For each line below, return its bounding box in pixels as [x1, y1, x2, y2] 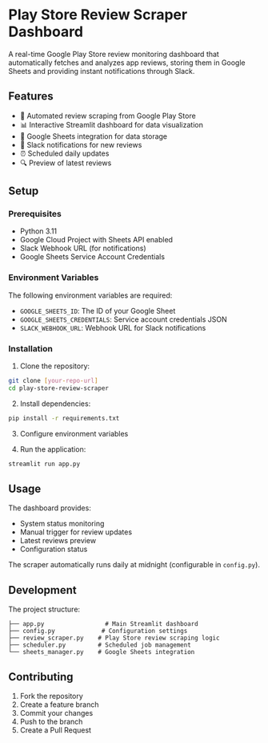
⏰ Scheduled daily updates [19, 148, 110, 158]
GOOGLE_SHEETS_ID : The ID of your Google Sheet [19, 306, 176, 315]
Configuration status [19, 544, 88, 554]
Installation [8, 343, 54, 354]
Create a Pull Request [19, 725, 92, 735]
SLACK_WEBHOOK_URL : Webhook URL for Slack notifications [19, 323, 206, 332]
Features [8, 90, 54, 104]
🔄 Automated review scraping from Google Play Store [19, 111, 196, 120]
